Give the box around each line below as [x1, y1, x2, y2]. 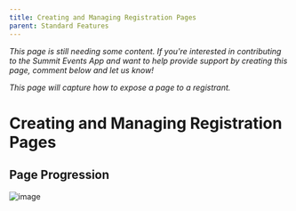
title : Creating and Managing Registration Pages [9, 12, 197, 22]
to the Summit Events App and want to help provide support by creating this [9, 55, 288, 66]
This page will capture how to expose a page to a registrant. [9, 82, 231, 93]
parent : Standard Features [9, 21, 109, 30]
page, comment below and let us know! [9, 64, 154, 76]
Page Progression [9, 167, 109, 183]
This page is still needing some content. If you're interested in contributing [9, 45, 282, 56]
